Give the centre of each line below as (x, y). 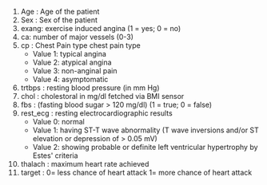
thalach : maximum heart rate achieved (85, 164)
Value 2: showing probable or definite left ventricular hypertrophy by (145, 147)
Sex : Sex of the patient (59, 20)
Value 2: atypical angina (72, 62)
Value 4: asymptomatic (70, 79)
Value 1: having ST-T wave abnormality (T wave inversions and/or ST (145, 130)
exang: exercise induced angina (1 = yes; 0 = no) (101, 28)
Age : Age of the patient (60, 12)
